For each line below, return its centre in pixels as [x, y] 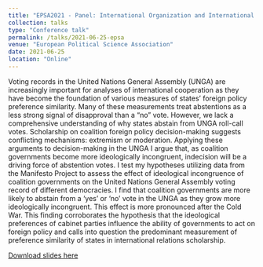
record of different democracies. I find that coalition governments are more [130, 190]
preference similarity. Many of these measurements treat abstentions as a [128, 106]
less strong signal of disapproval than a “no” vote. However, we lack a [121, 115]
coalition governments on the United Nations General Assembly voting [122, 181]
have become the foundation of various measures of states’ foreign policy [128, 98]
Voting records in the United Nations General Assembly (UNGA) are [117, 81]
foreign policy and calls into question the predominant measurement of [123, 232]
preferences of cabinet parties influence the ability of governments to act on [131, 223]
